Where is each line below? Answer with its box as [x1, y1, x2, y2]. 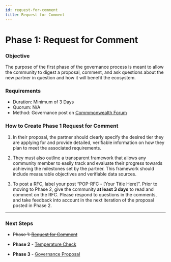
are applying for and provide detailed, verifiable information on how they [12, 139, 164, 145]
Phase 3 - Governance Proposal [12, 251, 80, 257]
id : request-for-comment [5, 7, 58, 13]
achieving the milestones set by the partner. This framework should [12, 165, 154, 171]
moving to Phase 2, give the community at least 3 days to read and [12, 186, 154, 192]
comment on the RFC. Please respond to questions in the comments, [12, 191, 157, 197]
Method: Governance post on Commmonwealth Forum [12, 110, 127, 116]
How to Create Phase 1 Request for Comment [5, 123, 119, 130]
